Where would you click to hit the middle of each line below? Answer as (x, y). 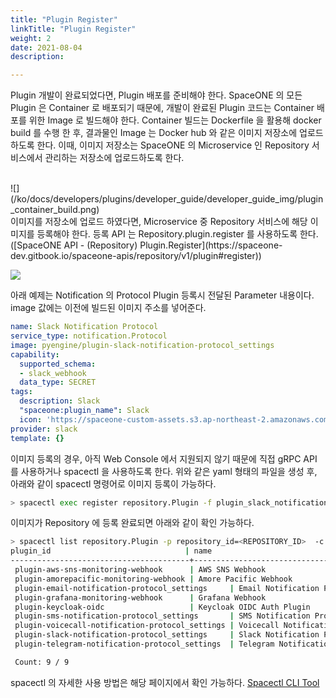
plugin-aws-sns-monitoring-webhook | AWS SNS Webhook (140, 570)
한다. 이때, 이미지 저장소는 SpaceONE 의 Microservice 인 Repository (173, 145)
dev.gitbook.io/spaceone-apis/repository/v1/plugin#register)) (136, 256)
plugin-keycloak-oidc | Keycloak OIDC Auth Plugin (162, 607)
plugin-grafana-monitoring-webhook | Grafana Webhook (140, 597)
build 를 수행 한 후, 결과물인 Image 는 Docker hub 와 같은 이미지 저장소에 (154, 133)
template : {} (37, 438)
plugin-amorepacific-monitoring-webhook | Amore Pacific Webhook (153, 579)
